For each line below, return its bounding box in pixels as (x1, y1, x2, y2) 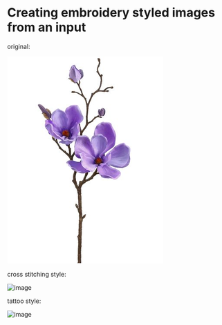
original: (7, 42, 30, 50)
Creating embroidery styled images (7, 5, 216, 21)
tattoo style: (7, 297, 41, 305)
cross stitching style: (7, 270, 67, 278)
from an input (7, 19, 86, 35)
